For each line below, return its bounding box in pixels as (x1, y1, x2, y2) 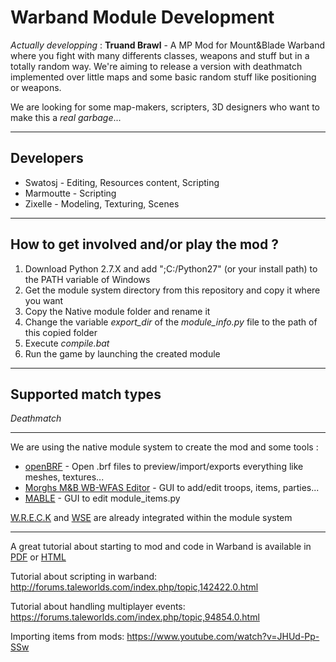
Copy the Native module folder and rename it (24, 305, 211, 317)
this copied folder (24, 326, 98, 338)
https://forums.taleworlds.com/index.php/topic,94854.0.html (10, 611, 260, 623)
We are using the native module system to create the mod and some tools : (10, 441, 319, 453)
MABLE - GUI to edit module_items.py (24, 492, 181, 505)
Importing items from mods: (10, 631, 125, 643)
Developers (10, 150, 84, 167)
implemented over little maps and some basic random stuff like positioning (10, 71, 317, 83)
